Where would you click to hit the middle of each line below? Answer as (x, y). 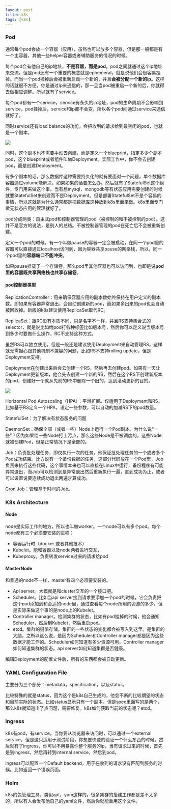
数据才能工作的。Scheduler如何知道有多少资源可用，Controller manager (88, 642)
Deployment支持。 (25, 357)
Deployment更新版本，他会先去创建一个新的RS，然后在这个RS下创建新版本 (84, 374)
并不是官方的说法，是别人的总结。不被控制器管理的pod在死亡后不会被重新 (83, 225)
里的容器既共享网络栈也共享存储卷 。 (43, 272)
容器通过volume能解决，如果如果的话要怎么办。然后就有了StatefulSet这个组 (85, 183)
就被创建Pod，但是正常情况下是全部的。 (47, 441)
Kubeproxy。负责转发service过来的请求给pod (60, 556)
